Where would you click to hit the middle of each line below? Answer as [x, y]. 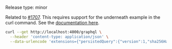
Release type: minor [26, 7]
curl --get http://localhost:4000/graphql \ [53, 32]
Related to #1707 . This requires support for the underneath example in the [83, 17]
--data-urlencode [28, 41]
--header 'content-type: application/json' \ [59, 37]
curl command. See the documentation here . [52, 23]
